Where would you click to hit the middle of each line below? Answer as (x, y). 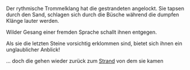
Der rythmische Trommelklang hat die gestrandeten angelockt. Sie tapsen (95, 8)
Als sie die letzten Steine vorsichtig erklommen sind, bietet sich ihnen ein (94, 43)
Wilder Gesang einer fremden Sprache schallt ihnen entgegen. (82, 32)
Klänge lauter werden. (33, 21)
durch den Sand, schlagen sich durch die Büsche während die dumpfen (93, 15)
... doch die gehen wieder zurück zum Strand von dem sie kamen (85, 61)
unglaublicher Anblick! (33, 50)
